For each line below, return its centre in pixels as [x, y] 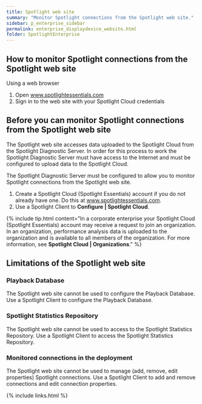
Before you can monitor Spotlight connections [95, 120]
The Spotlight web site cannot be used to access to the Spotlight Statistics [99, 329]
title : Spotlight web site [40, 12]
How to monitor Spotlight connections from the [97, 59]
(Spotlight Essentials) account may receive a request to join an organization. [101, 224]
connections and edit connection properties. [62, 384]
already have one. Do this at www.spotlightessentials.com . [88, 200]
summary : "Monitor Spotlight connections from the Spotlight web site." [100, 18]
